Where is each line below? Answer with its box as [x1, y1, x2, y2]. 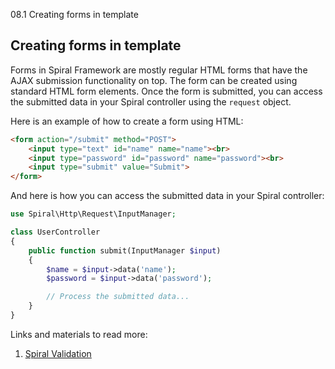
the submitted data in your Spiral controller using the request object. [10, 95, 292, 108]
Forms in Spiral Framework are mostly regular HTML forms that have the [10, 64, 308, 76]
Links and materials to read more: [10, 328, 148, 340]
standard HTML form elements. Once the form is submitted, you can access [10, 85, 323, 97]
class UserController [10, 227, 101, 238]
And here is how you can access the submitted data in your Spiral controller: [10, 190, 325, 202]
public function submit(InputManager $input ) [28, 245, 222, 256]
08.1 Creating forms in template [10, 9, 139, 20]
